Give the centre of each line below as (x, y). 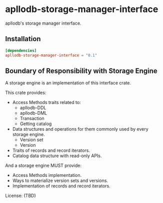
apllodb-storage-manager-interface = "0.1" (51, 55)
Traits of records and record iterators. (51, 150)
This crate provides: (26, 93)
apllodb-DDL (33, 108)
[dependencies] (21, 50)
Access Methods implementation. (47, 175)
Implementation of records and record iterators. (61, 186)
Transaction (32, 119)
